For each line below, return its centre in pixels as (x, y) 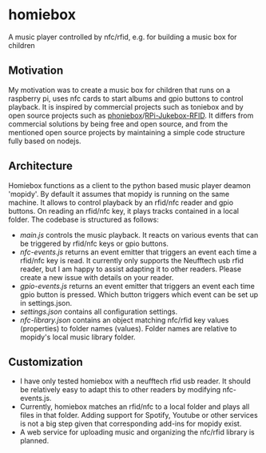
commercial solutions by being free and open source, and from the (118, 124)
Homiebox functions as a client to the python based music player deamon (129, 185)
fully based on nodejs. (45, 141)
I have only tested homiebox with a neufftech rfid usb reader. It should (135, 381)
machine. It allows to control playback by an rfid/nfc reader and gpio (121, 202)
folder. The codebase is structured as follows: (84, 219)
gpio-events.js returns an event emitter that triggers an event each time (137, 286)
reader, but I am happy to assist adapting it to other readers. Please (131, 269)
